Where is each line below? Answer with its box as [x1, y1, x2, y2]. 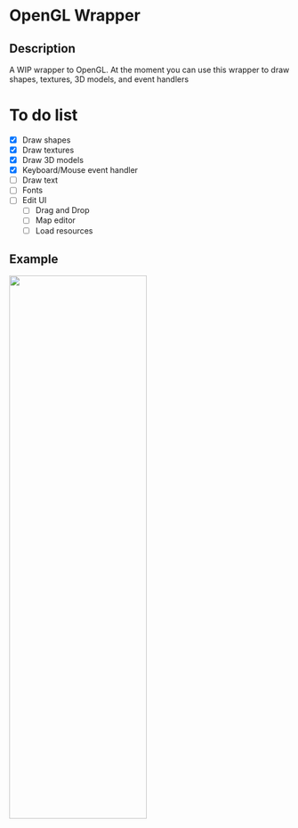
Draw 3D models [21, 155, 85, 166]
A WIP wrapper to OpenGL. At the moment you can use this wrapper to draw [9, 64, 290, 75]
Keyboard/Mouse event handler [21, 165, 139, 176]
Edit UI [21, 195, 47, 206]
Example [9, 251, 59, 266]
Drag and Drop [35, 205, 91, 216]
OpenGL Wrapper [9, 5, 141, 26]
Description [9, 41, 76, 56]
